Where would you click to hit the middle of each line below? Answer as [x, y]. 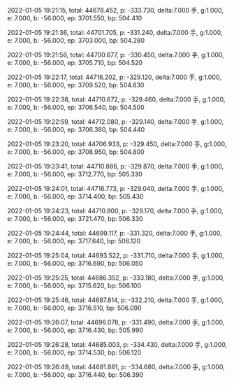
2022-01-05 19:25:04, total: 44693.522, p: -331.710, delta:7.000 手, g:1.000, [116, 255]
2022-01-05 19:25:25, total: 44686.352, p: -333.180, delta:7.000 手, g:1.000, [116, 278]
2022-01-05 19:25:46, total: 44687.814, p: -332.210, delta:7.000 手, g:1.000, [116, 300]
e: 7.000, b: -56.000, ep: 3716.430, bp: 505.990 [75, 330]
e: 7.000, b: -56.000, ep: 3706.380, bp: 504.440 [76, 129]
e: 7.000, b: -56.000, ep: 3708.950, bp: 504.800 [76, 152]
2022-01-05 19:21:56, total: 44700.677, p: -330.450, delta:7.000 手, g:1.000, [116, 55]
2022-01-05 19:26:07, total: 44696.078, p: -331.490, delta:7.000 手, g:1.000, [116, 322]
